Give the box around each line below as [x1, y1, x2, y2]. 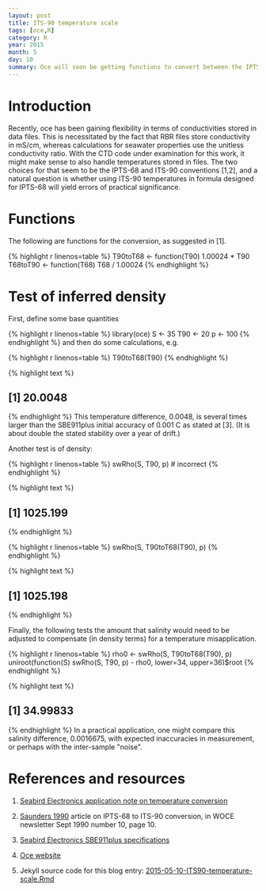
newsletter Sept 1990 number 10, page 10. [19, 820, 157, 829]
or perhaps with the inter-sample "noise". [8, 741, 142, 752]
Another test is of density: [8, 444, 93, 453]
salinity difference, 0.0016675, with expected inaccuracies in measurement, [8, 734, 255, 743]
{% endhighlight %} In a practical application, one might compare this [8, 725, 235, 734]
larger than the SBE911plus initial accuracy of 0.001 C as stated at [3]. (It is [8, 420, 251, 430]
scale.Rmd [19, 874, 55, 883]
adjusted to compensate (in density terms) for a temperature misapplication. [8, 634, 257, 643]
